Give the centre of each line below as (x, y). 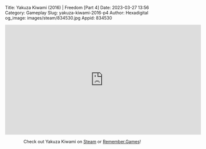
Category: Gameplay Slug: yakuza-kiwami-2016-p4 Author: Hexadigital (77, 13)
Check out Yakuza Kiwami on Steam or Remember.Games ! (82, 141)
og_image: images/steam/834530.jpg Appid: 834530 (59, 18)
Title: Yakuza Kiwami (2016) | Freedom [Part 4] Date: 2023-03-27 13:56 (77, 8)
